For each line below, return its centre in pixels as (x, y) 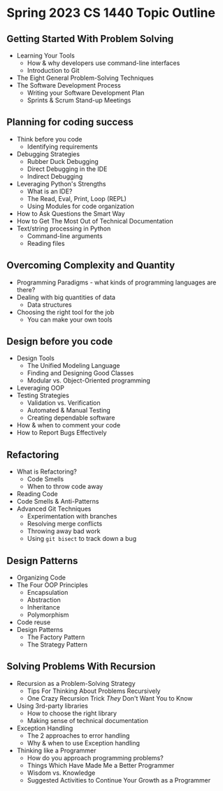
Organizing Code (41, 578)
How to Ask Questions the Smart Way (71, 213)
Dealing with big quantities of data (66, 297)
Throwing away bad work (64, 531)
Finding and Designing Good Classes (80, 373)
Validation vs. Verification (64, 403)
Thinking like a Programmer (56, 750)
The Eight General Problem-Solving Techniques (85, 78)
